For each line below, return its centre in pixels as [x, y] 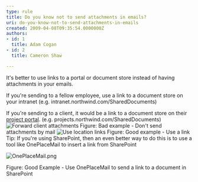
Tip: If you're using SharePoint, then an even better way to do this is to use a [99, 138]
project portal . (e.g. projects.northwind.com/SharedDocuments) [84, 119]
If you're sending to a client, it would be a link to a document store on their [97, 113]
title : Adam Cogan [34, 45]
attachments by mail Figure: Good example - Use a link [98, 132]
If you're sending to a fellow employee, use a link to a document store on [95, 95]
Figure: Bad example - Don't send [121, 125]
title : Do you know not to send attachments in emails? [76, 17]
